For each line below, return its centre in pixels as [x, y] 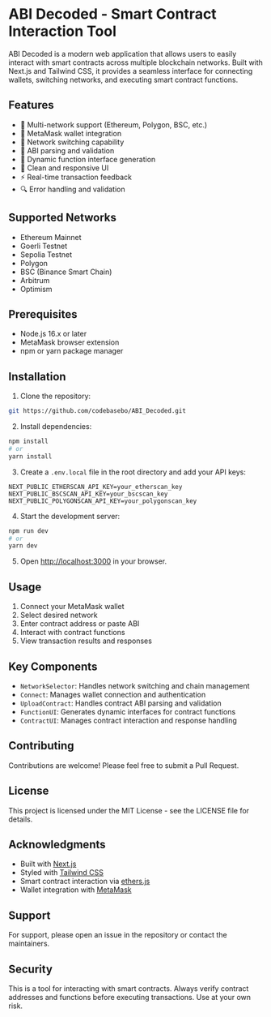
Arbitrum [35, 280]
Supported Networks [63, 218]
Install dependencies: [56, 427]
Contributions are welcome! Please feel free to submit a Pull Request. [124, 765]
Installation [37, 377]
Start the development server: [70, 516]
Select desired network [59, 615]
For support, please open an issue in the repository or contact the [118, 935]
